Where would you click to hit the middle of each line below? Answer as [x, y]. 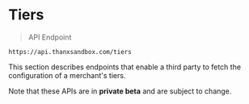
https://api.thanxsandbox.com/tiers [70, 52]
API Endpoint [50, 37]
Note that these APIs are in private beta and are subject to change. [120, 91]
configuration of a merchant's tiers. [67, 75]
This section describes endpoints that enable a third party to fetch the [124, 67]
